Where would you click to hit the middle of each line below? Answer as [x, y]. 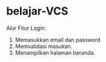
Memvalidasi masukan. [44, 46]
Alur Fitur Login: [26, 28]
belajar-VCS [37, 11]
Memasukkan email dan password [58, 40]
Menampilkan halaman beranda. [55, 52]
